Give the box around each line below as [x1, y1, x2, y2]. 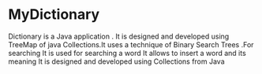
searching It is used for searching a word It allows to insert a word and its [8, 48, 246, 57]
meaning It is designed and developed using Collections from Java [8, 57, 225, 66]
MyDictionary [8, 6, 100, 24]
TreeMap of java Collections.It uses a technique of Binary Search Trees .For [8, 39, 254, 49]
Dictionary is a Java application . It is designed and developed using [8, 31, 230, 41]
